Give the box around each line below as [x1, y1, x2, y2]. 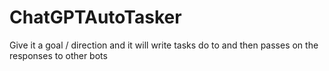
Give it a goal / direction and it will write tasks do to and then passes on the [9, 39, 319, 51]
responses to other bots [9, 49, 108, 61]
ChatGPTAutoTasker [9, 6, 182, 29]
